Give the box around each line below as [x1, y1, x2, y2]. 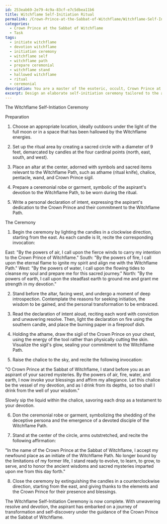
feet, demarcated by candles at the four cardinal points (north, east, [12, 149, 152, 155]
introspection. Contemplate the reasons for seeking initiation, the [12, 296, 146, 302]
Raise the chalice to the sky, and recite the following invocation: [12, 357, 143, 363]
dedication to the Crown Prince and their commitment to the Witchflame [12, 205, 160, 211]
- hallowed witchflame [9, 72, 57, 77]
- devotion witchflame [9, 44, 57, 49]
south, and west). [12, 154, 48, 160]
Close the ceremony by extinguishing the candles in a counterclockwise [12, 478, 160, 484]
